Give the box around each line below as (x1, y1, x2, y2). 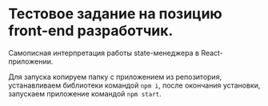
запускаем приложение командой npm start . (8, 88, 162, 98)
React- (201, 48, 224, 57)
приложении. (8, 57, 54, 66)
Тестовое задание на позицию (8, 5, 222, 23)
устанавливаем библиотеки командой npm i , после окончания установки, (8, 80, 261, 90)
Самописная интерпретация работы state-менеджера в (8, 48, 200, 57)
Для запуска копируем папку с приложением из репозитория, (8, 72, 222, 81)
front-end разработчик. (8, 22, 174, 40)
